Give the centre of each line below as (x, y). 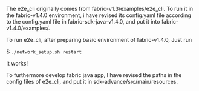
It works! (17, 63)
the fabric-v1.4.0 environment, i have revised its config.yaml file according (99, 15)
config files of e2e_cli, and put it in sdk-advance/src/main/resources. (92, 82)
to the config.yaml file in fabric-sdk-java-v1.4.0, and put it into (83, 22)
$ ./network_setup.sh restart (44, 52)
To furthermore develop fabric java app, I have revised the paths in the (94, 75)
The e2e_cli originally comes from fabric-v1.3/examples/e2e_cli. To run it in (100, 9)
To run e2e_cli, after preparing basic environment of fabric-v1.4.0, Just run (99, 40)
